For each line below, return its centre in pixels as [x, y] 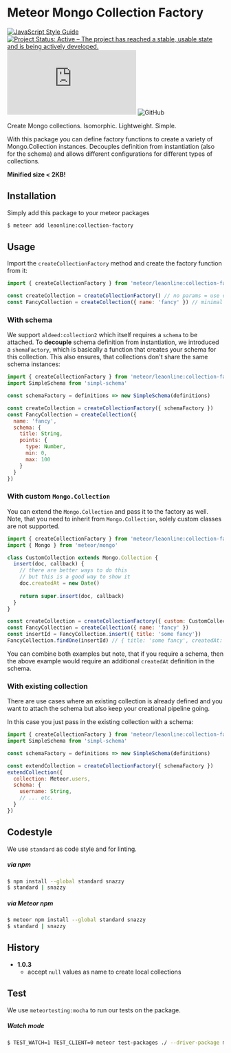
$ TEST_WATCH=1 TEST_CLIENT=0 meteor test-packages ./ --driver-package [113, 1043]
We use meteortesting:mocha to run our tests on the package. [94, 1010]
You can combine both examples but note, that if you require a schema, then [115, 654]
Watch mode [26, 1026]
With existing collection [47, 686]
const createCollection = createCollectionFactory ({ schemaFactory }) [110, 408]
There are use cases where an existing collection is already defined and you [115, 701]
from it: [17, 271]
